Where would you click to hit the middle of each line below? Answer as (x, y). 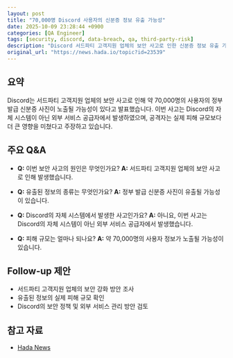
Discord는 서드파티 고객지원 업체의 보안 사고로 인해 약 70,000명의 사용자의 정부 (115, 100)
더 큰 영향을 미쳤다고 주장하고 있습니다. (60, 126)
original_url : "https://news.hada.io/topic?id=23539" (87, 53)
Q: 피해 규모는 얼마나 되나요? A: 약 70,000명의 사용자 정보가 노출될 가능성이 (120, 238)
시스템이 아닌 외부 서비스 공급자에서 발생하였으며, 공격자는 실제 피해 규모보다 (118, 117)
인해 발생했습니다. (49, 177)
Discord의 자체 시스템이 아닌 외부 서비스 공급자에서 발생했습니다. (105, 223)
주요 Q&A (27, 150)
